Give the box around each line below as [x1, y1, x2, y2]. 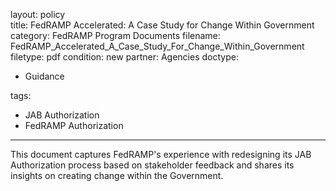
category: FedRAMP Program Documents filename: [10, 30, 221, 41]
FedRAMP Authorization [24, 120, 124, 131]
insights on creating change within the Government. [10, 170, 224, 181]
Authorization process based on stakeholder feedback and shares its [10, 159, 295, 171]
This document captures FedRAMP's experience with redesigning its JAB [10, 149, 312, 160]
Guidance [24, 70, 65, 82]
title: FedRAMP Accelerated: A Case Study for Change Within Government [10, 19, 315, 31]
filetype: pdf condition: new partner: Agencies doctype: [10, 51, 239, 63]
